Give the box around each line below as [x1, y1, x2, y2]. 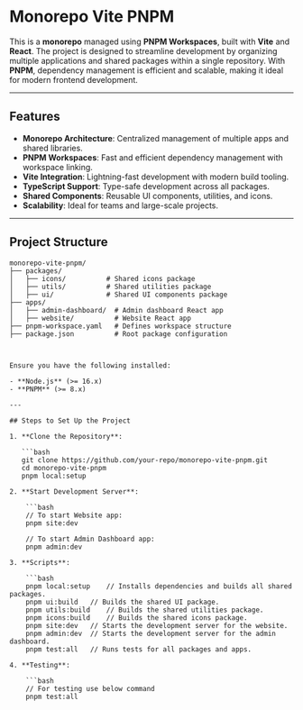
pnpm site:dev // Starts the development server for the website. [25, 621, 289, 630]
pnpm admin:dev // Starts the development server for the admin [25, 629, 277, 638]
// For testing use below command [25, 684, 155, 693]
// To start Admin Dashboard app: [25, 534, 155, 543]
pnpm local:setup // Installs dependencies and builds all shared [25, 581, 293, 591]
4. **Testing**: [9, 660, 70, 669]
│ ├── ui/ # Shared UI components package [9, 290, 228, 299]
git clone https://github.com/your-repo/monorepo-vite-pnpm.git [21, 455, 269, 465]
